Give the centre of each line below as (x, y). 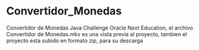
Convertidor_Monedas (64, 11)
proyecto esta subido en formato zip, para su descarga (75, 40)
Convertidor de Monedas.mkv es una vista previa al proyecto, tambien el (97, 34)
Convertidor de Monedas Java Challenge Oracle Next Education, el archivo (100, 28)
